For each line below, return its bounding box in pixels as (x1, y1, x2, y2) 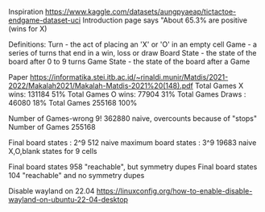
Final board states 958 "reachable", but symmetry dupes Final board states (8, 162, 258, 172)
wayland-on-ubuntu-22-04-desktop (8, 195, 129, 204)
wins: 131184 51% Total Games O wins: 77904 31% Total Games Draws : (8, 89, 246, 99)
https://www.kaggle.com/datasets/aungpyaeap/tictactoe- (45, 7, 237, 16)
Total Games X (194, 81, 244, 90)
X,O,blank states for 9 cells (8, 147, 97, 156)
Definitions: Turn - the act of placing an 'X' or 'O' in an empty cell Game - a (8, 39, 258, 49)
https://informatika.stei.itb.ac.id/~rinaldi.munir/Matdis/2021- (29, 73, 229, 81)
